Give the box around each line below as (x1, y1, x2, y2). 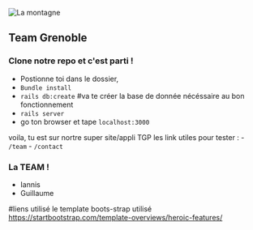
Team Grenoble (8, 31, 88, 45)
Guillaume (19, 188, 54, 198)
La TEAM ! (8, 161, 50, 172)
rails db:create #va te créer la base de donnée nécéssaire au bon (19, 91, 245, 100)
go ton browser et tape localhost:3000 (19, 117, 150, 126)
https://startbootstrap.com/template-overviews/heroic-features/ (8, 212, 223, 222)
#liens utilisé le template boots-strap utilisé (8, 203, 152, 214)
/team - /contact (8, 141, 63, 151)
